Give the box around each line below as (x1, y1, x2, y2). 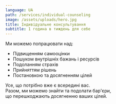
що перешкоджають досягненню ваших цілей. (5, 93, 108, 99)
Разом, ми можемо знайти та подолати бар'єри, (5, 88, 111, 94)
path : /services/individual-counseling (5, 12, 91, 17)
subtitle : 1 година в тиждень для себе (5, 27, 91, 32)
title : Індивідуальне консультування (5, 22, 86, 27)
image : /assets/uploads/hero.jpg (5, 17, 77, 22)
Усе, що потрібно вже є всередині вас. (5, 82, 90, 89)
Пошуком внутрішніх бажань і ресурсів (12, 56, 100, 62)
